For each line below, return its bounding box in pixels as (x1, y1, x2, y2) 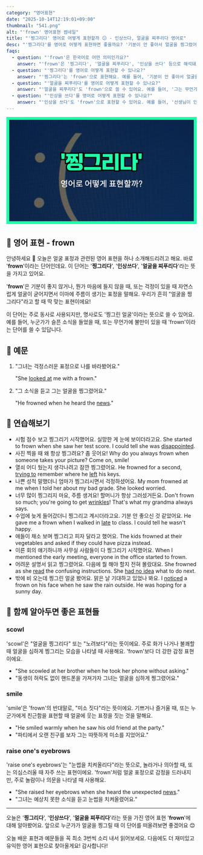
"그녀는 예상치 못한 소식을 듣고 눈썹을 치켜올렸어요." (14, 796, 138, 803)
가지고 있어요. (12, 270, 45, 277)
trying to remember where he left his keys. (14, 470, 121, 478)
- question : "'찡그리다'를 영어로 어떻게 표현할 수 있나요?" (11, 67, 146, 73)
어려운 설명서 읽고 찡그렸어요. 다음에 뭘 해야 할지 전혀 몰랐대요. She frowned (14, 560, 197, 567)
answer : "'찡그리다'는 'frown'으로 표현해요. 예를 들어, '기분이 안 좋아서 (17, 73, 184, 80)
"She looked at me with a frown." (14, 375, 97, 381)
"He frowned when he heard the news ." (14, 400, 114, 406)
